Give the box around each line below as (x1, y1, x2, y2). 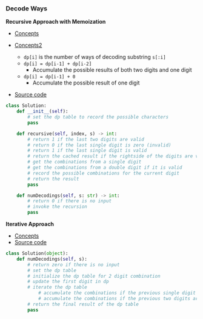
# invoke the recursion (27, 204, 87, 210)
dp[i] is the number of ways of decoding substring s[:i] (23, 53, 166, 61)
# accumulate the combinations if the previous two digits (38, 296, 190, 302)
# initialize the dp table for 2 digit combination (27, 273, 161, 279)
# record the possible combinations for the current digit (27, 170, 180, 176)
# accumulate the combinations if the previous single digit (38, 290, 196, 296)
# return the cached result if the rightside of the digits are (27, 153, 193, 159)
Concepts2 (14, 41, 42, 49)
